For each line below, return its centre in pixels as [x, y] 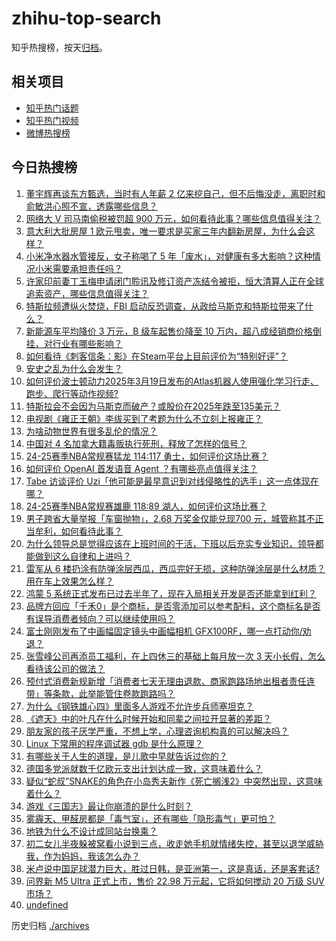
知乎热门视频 [52, 120]
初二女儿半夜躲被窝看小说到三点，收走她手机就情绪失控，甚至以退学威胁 [174, 843]
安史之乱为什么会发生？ [74, 368]
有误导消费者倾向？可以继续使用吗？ [100, 618]
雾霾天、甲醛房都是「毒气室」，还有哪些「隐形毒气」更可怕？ [150, 818]
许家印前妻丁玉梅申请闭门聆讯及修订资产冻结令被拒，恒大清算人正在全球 [174, 281]
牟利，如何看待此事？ [78, 531]
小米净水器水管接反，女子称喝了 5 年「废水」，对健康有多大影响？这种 [169, 256]
